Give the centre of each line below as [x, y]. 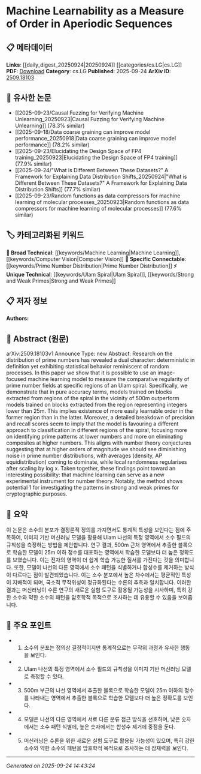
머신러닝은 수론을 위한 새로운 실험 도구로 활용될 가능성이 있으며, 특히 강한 [109, 740]
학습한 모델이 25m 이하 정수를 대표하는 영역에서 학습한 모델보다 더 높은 [95, 553]
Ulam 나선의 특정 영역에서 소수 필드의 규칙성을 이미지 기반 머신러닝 [102, 669]
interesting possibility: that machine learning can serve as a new [85, 475]
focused [16, 379]
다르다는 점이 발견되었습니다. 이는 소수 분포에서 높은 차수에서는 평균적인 [96, 575]
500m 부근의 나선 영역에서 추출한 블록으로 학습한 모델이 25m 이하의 [103, 690]
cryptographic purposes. [37, 494]
